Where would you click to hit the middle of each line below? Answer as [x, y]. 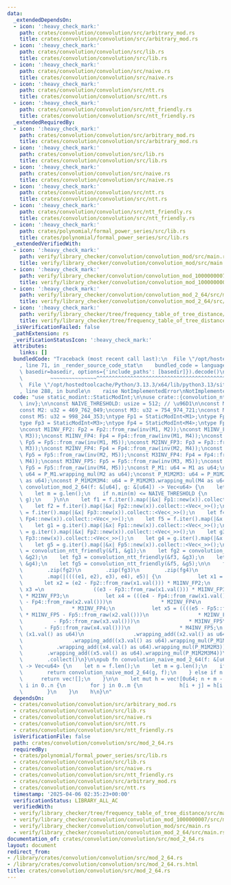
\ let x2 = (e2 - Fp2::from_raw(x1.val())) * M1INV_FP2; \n [115, 583]
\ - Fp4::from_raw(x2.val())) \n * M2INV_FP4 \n [110, 602]
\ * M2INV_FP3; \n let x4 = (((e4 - [87, 596]
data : [15, 13]
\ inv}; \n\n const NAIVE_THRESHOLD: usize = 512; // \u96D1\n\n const [120, 404]
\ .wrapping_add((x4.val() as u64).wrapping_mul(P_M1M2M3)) [123, 647]
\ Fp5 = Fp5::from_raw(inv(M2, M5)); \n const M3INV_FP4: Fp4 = [110, 455]
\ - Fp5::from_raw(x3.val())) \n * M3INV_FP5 [121, 621]
